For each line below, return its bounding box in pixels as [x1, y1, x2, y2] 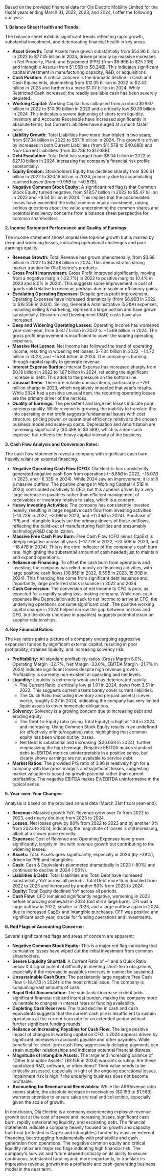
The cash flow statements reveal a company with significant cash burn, [5, 451, 149, 456]
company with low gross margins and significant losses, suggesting [12, 766, 149, 771]
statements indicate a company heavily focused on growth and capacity [5, 1124, 151, 1130]
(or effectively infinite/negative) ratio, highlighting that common [19, 729, 147, 735]
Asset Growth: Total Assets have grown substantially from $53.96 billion [12, 49, 159, 54]
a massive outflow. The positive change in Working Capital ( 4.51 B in [12, 481, 149, 487]
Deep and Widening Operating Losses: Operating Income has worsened [12, 322, 160, 328]
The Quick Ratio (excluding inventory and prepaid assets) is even [19, 693, 151, 698]
